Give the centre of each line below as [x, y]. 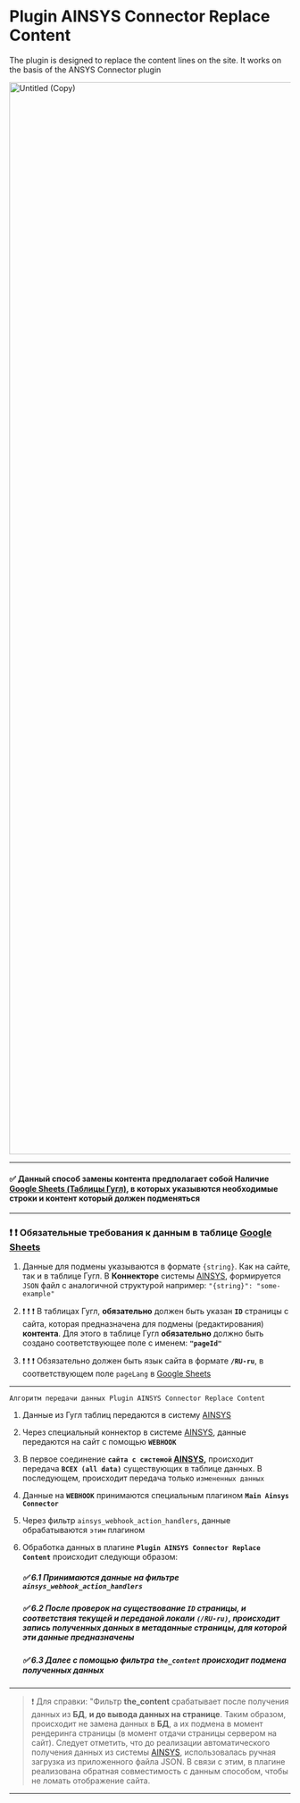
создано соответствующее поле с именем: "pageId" [122, 1343]
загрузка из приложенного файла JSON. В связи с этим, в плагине [158, 1762]
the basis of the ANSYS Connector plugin [85, 70]
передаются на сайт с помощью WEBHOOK [99, 1442]
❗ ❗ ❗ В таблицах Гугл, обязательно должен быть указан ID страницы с [155, 1312]
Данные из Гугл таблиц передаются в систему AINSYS [127, 1415]
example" [38, 1294]
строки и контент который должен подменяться [105, 1198]
